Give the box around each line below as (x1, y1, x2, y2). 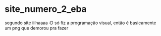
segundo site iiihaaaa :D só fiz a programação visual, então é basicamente (4, 20, 157, 26)
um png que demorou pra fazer (4, 25, 69, 31)
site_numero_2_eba (4, 3, 87, 15)
